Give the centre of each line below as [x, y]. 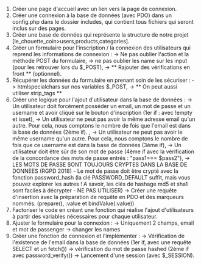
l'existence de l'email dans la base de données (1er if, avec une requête [102, 242]
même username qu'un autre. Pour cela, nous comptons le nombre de [100, 139]
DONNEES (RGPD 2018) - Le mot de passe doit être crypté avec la [95, 171]
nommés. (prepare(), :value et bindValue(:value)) [73, 203]
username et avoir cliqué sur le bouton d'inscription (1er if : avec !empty [102, 113]
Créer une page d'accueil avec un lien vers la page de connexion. [94, 9]
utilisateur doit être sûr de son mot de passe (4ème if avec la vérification [103, 151]
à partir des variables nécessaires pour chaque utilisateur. [85, 216]
